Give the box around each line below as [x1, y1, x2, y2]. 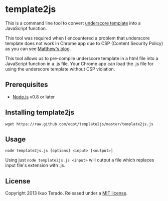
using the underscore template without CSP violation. [5, 66, 115, 72]
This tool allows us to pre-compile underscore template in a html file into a [5, 55, 158, 61]
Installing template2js [5, 108, 75, 117]
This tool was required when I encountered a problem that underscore [5, 35, 150, 41]
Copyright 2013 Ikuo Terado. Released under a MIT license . [5, 190, 128, 196]
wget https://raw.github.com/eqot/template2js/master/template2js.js [5, 121, 154, 126]
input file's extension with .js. [5, 162, 65, 168]
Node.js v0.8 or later [12, 93, 55, 99]
